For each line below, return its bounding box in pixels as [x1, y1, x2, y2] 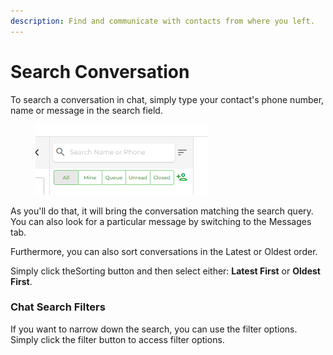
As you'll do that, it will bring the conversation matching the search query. [10, 205, 314, 217]
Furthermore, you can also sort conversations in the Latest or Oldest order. [10, 245, 318, 257]
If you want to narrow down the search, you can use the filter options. [10, 323, 298, 335]
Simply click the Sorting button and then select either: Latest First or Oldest [10, 265, 321, 277]
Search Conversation [10, 60, 190, 83]
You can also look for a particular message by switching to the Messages [10, 215, 312, 227]
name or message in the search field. [10, 104, 163, 116]
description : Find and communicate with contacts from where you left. [10, 16, 315, 26]
